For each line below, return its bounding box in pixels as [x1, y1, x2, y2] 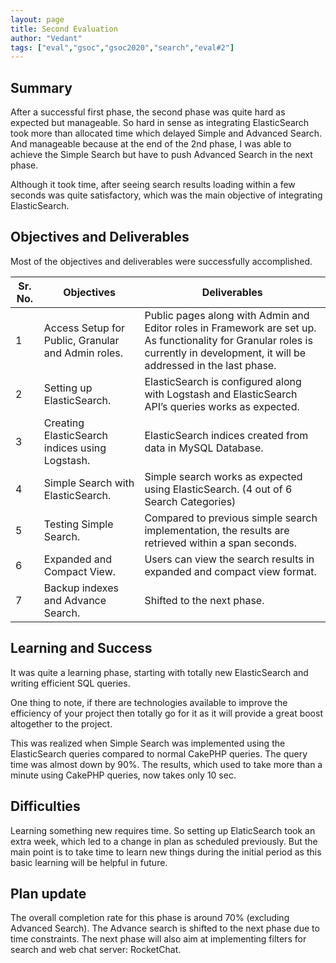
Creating [43, 416, 85, 430]
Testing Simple [43, 517, 114, 531]
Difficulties [10, 798, 81, 815]
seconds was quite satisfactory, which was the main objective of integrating [10, 189, 323, 201]
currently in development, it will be [144, 346, 307, 360]
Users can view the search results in [144, 552, 315, 566]
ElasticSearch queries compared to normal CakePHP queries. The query [10, 747, 308, 760]
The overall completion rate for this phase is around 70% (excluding [10, 912, 290, 924]
